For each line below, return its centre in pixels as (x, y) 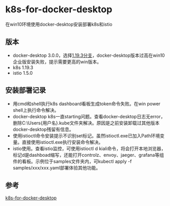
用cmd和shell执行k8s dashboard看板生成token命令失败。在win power (87, 104)
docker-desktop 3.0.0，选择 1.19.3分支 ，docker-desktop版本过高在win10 (89, 55)
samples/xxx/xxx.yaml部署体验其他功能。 (57, 168)
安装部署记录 (26, 90)
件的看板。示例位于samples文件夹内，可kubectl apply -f (72, 161)
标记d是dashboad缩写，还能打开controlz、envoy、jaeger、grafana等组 (88, 155)
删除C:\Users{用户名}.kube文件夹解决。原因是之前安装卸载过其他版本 (86, 123)
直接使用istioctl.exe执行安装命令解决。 (63, 142)
